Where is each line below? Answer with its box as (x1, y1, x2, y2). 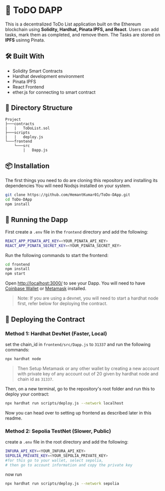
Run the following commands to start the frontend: (5, 252, 109, 258)
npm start (5, 271, 26, 276)
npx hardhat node (5, 356, 41, 361)
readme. (5, 415, 22, 421)
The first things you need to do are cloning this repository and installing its (5, 177, 158, 183)
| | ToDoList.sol (5, 125, 50, 130)
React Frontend (12, 83, 44, 89)
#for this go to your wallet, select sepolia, (5, 457, 104, 463)
